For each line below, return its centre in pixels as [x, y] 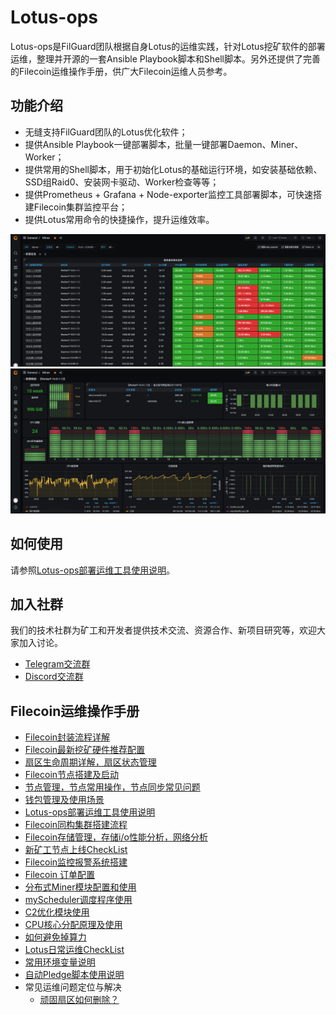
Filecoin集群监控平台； [80, 207]
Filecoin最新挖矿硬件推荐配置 [85, 750]
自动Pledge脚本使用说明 [74, 975]
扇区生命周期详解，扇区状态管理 [90, 762]
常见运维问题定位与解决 [73, 987]
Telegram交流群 [57, 664]
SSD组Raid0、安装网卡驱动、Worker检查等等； [122, 182]
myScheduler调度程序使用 [78, 900]
